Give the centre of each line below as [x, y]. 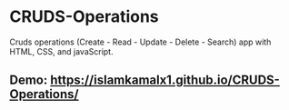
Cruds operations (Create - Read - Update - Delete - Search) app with [140, 42]
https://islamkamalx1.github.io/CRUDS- [164, 80]
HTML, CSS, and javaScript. [61, 51]
